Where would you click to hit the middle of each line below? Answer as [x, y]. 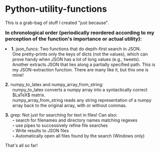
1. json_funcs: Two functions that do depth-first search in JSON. [76, 49]
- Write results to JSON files [40, 130]
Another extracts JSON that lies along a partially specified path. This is [84, 64]
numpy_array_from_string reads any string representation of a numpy [82, 100]
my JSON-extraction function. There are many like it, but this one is [80, 69]
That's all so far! [21, 145]
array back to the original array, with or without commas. [69, 105]
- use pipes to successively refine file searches [60, 125]
